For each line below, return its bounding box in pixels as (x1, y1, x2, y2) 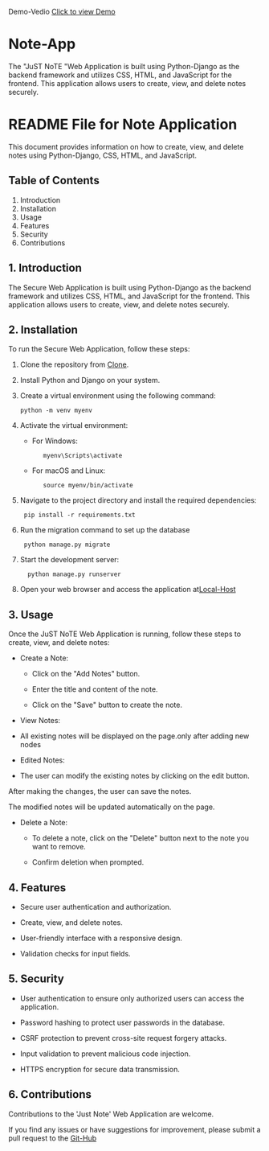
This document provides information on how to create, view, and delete (8, 142, 244, 151)
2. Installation (8, 323, 79, 336)
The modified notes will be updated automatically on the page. (8, 802, 215, 812)
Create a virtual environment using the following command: (19, 391, 216, 401)
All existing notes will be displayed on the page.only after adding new (19, 731, 250, 741)
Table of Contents (8, 174, 100, 187)
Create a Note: (19, 653, 69, 663)
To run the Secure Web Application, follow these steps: (8, 344, 190, 354)
